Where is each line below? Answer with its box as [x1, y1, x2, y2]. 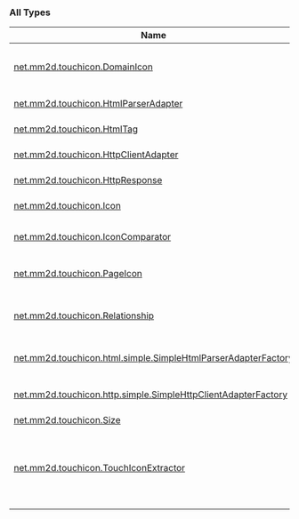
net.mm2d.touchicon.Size [13, 414, 121, 427]
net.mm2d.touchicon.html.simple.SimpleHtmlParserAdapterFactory [13, 352, 294, 364]
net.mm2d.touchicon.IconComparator [13, 231, 172, 244]
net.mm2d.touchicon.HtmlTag [13, 123, 139, 135]
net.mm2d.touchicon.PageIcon [13, 267, 142, 280]
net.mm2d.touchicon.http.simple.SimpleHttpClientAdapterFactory [13, 388, 287, 401]
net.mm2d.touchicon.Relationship [13, 309, 154, 322]
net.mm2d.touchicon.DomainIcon [13, 60, 153, 73]
